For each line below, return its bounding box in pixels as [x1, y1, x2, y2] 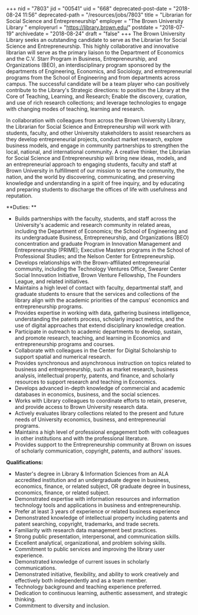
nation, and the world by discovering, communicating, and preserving [6, 174, 175, 180]
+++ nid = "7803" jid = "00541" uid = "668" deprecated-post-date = [6, 5, 172, 12]
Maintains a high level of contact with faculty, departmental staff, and [14, 284, 183, 291]
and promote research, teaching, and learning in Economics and [14, 334, 171, 341]
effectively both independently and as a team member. [14, 577, 147, 584]
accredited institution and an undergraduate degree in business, [14, 477, 171, 483]
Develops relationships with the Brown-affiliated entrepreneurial [14, 259, 170, 266]
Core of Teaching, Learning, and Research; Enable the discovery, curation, [6, 93, 187, 100]
